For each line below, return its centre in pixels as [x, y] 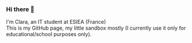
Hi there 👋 [20, 9]
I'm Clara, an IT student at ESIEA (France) [56, 22]
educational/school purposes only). [49, 34]
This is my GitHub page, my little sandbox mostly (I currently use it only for [96, 28]
